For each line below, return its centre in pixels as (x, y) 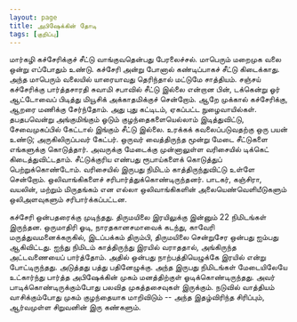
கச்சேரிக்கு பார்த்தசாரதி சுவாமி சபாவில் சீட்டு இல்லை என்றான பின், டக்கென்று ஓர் (144, 89)
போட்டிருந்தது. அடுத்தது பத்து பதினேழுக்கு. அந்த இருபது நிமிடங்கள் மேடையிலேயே (148, 267)
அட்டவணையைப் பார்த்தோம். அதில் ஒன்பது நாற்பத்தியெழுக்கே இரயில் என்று (138, 257)
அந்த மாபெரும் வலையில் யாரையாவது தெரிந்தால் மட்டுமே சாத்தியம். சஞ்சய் (135, 79)
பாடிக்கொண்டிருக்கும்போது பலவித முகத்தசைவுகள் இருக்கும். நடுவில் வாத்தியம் (142, 287)
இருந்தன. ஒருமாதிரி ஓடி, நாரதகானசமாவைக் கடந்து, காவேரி (112, 227)
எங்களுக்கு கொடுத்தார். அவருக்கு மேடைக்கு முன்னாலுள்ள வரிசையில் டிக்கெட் (139, 149)
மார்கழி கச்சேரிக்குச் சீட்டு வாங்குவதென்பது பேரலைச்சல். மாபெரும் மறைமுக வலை (145, 60)
